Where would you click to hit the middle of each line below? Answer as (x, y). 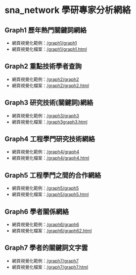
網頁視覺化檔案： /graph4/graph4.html (50, 158)
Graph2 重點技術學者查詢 (43, 66)
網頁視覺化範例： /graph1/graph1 (44, 43)
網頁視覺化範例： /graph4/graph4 (45, 152)
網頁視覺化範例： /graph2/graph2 (45, 79)
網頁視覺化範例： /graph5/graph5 (45, 188)
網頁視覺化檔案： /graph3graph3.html (49, 122)
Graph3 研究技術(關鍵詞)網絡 (49, 103)
